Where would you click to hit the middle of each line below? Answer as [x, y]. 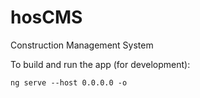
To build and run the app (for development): [100, 64]
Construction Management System [82, 45]
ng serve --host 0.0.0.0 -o [69, 82]
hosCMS [46, 17]
